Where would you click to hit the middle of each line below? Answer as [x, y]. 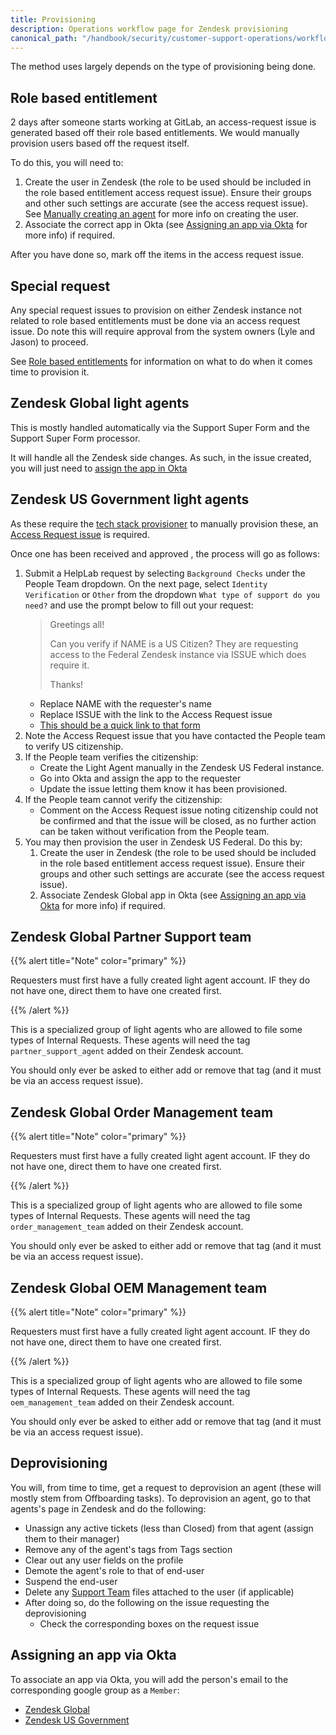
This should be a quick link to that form [120, 725]
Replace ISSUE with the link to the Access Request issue [156, 714]
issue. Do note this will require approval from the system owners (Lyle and [163, 331]
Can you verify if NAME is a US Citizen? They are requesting [174, 643]
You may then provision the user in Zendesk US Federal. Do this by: [163, 842]
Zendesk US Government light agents [130, 499]
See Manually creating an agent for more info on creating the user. [161, 214]
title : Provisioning [53, 19]
